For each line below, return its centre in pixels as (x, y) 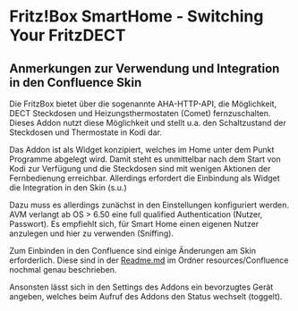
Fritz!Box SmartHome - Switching (136, 17)
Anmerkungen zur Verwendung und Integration (145, 68)
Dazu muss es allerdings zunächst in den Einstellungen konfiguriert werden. (149, 205)
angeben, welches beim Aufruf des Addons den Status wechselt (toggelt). (146, 296)
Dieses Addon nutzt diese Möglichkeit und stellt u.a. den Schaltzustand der (148, 123)
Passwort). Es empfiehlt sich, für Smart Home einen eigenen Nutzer (134, 224)
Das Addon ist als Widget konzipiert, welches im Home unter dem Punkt (142, 150)
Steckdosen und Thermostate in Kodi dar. (86, 132)
